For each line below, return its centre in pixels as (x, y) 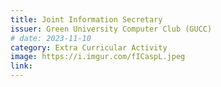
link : (21, 66)
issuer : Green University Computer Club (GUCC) (111, 29)
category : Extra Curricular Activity (89, 47)
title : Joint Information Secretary (86, 19)
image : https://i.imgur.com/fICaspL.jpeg (98, 57)
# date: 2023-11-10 (51, 38)
